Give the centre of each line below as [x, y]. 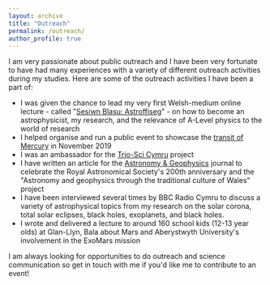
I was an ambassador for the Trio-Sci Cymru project [107, 155]
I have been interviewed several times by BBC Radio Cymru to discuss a [140, 198]
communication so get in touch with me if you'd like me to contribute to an [133, 265]
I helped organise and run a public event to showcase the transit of [132, 138]
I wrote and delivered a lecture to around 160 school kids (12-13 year [135, 223]
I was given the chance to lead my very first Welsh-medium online [131, 103]
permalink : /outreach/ [47, 31]
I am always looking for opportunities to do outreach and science [117, 257]
